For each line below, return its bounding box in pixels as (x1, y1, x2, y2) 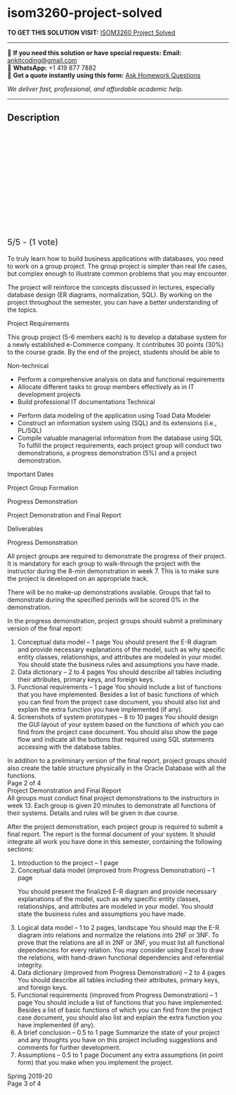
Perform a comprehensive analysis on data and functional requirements (17, 375, 225, 384)
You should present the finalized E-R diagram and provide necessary (17, 887, 217, 895)
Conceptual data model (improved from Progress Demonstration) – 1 (17, 866, 216, 874)
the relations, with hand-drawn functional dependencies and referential (17, 953, 224, 962)
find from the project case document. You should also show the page (17, 728, 218, 736)
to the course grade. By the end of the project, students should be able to (7, 348, 220, 356)
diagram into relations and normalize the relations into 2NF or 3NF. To (17, 931, 219, 939)
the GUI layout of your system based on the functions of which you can (17, 720, 224, 728)
